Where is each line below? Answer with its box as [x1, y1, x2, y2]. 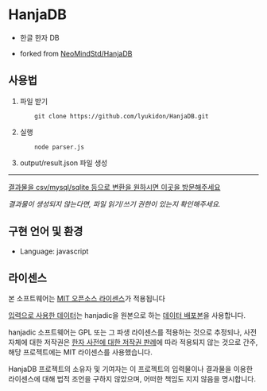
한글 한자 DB [19, 33, 60, 42]
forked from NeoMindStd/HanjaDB [19, 48, 133, 58]
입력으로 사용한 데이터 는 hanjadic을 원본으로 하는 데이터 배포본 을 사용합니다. [8, 311, 246, 320]
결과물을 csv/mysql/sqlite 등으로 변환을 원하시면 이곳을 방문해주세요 [8, 182, 221, 192]
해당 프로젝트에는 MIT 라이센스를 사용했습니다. [8, 347, 153, 357]
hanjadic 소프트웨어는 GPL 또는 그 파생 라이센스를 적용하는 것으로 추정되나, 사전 [8, 327, 257, 337]
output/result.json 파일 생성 [19, 157, 108, 168]
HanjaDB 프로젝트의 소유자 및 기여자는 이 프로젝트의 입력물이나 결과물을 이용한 [8, 364, 253, 374]
